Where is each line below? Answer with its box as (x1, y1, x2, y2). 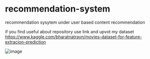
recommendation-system (5, 3, 111, 15)
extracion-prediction (5, 39, 46, 44)
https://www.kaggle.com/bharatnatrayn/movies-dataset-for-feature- (5, 34, 142, 40)
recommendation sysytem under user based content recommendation (5, 19, 145, 25)
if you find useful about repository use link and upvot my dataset (5, 29, 134, 34)
